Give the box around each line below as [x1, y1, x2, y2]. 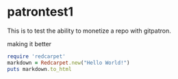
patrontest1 [7, 4, 74, 20]
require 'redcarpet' [7, 52, 66, 60]
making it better [7, 39, 52, 48]
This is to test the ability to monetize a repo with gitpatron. [7, 27, 171, 35]
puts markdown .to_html [7, 65, 72, 72]
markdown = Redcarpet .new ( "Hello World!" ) [7, 59, 130, 66]
